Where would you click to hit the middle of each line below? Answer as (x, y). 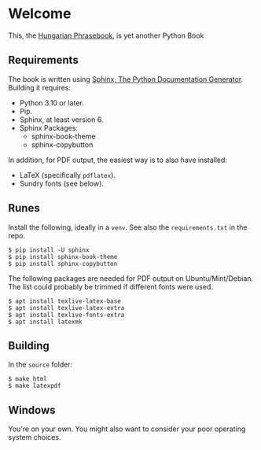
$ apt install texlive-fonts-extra (66, 315)
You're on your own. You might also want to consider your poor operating (127, 429)
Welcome (40, 14)
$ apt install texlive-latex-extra (66, 308)
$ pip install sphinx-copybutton (63, 264)
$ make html (28, 379)
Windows (32, 410)
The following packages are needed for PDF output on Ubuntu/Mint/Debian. (131, 278)
